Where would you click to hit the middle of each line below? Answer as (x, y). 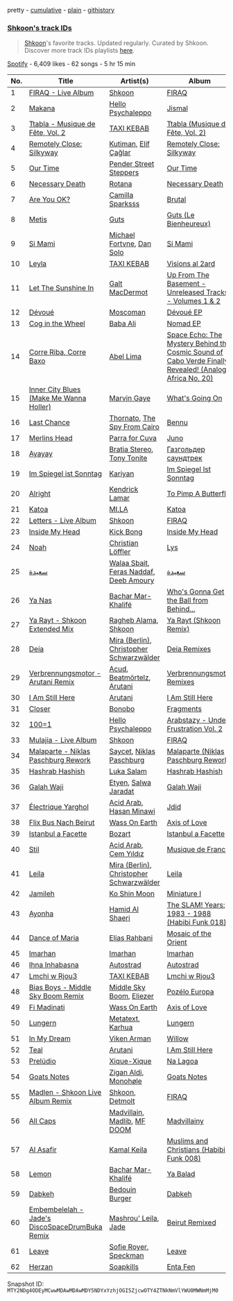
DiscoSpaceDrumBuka (66, 1227)
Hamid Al (124, 909)
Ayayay (41, 454)
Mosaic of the (189, 934)
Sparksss (124, 204)
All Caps (43, 1121)
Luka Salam (128, 771)
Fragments (184, 709)
